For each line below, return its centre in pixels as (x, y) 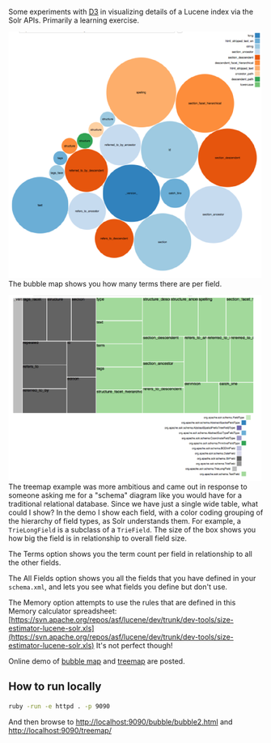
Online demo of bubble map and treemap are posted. (97, 661)
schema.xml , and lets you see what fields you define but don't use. (118, 587)
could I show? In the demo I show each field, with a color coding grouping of (136, 512)
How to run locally (55, 687)
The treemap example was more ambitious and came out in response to (128, 486)
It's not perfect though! (134, 645)
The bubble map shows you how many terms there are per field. (115, 284)
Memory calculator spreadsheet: (63, 611)
